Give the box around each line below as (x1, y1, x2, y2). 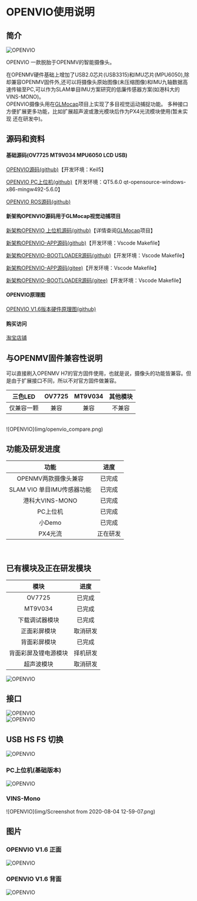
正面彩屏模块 (21, 627, 57, 635)
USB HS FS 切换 (6, 734, 64, 744)
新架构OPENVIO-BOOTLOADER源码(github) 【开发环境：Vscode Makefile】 (6, 252, 188, 259)
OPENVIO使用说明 (6, 5, 95, 19)
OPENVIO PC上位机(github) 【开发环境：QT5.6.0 (6, 178, 122, 185)
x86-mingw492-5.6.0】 (6, 186, 64, 193)
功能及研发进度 (6, 444, 61, 454)
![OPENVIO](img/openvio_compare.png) (6, 426, 103, 433)
